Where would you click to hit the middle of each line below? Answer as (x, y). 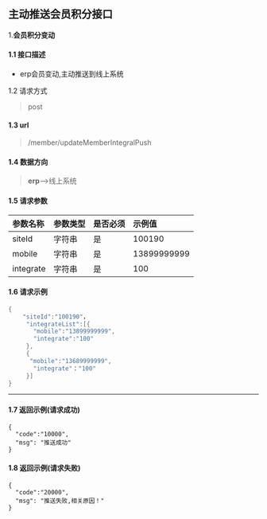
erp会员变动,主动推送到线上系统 (72, 74)
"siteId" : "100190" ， (56, 317)
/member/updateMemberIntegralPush (89, 142)
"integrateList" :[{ (58, 324)
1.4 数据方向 (28, 162)
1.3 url (19, 125)
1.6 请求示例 (28, 292)
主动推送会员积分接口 (60, 14)
